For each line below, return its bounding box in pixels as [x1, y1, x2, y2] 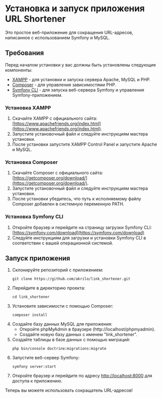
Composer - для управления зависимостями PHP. [12, 82, 116, 88]
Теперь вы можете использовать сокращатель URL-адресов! [5, 387, 133, 394]
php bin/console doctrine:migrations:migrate [12, 346, 106, 351]
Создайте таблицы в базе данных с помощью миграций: [12, 337, 130, 343]
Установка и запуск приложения [5, 3, 145, 14]
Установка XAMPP [5, 104, 51, 111]
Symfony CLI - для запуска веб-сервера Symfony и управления [12, 87, 144, 93]
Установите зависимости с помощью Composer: [12, 303, 114, 309]
